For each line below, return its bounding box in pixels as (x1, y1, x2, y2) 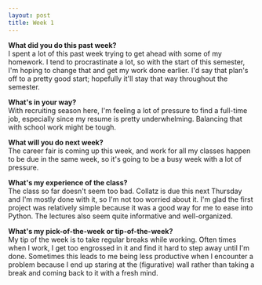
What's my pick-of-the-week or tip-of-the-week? (8, 226, 173, 236)
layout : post (8, 11, 51, 20)
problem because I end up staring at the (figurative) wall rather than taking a (8, 260, 255, 269)
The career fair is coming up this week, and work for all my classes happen (8, 146, 251, 155)
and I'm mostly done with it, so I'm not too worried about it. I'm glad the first (8, 194, 253, 204)
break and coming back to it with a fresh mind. (8, 268, 158, 277)
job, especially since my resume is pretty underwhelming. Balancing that (8, 114, 242, 123)
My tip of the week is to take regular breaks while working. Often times (8, 235, 237, 244)
